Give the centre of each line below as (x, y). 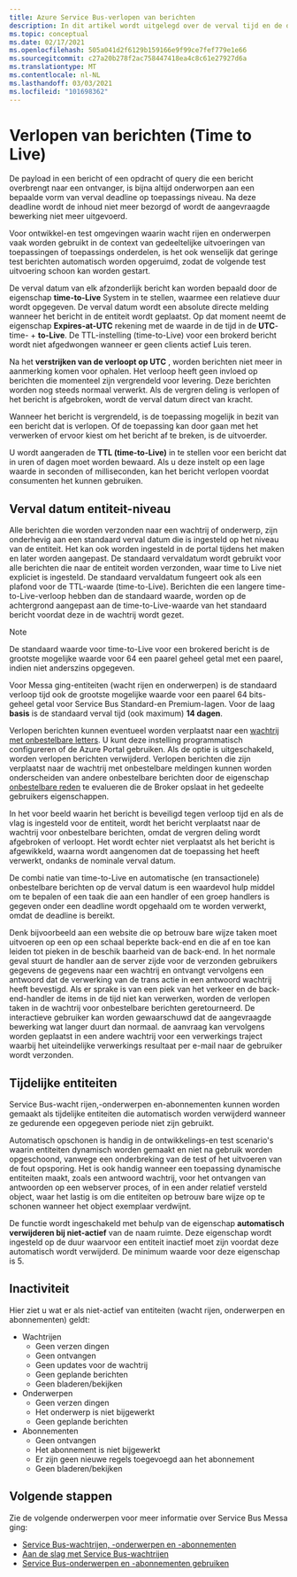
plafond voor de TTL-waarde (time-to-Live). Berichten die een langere (137, 587)
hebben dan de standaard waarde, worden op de (157, 596)
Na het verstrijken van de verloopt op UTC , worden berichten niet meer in (146, 362)
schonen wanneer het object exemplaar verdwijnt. (100, 1207)
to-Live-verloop (38, 596)
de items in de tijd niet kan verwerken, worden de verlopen (163, 998)
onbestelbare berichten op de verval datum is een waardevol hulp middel (142, 888)
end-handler (32, 998)
